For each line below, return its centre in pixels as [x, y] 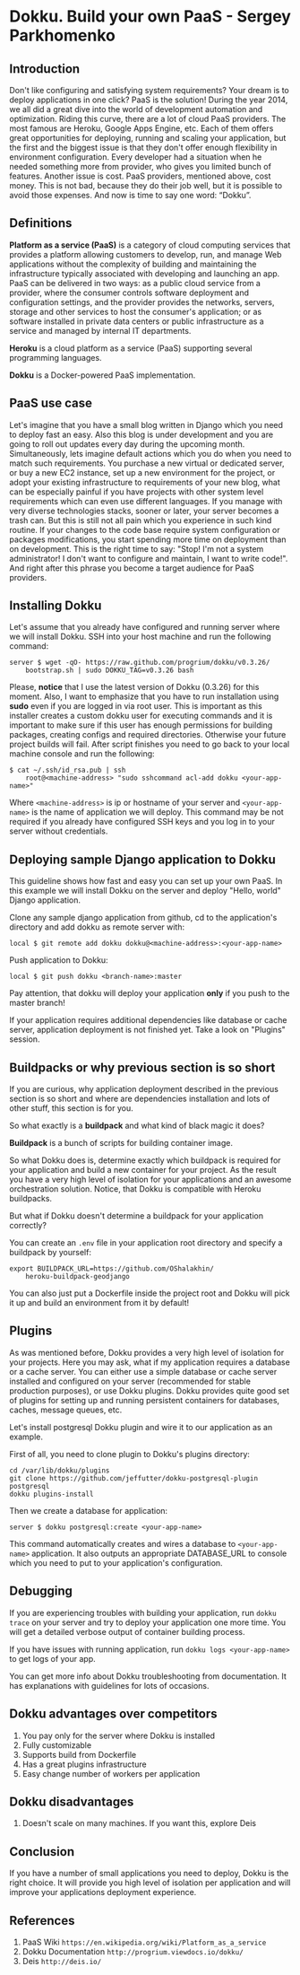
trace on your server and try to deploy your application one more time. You [148, 1622]
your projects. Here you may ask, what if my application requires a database [150, 1362]
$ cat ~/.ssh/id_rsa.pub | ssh [68, 770]
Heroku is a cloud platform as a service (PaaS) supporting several [131, 348]
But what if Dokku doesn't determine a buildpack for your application [137, 1216]
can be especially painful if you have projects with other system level [137, 492]
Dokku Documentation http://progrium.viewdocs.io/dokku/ [133, 1951]
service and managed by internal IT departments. [100, 330]
